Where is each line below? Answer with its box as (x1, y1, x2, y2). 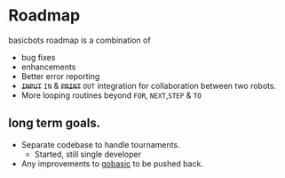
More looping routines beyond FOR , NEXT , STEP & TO (20, 90, 202, 101)
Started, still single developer (34, 149, 141, 159)
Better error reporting (20, 70, 100, 81)
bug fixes (20, 52, 56, 62)
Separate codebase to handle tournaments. (20, 139, 180, 150)
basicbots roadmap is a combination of (8, 35, 152, 45)
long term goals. (8, 116, 101, 131)
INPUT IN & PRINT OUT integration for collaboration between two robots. (20, 80, 277, 91)
